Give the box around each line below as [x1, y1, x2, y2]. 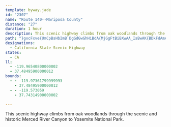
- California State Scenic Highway [10, 45, 85, 50]
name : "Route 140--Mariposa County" [5, 17, 83, 22]
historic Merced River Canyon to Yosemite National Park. [5, 116, 124, 122]
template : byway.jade [5, 7, 51, 13]
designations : [5, 41, 36, 46]
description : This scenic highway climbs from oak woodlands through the [5, 31, 165, 36]
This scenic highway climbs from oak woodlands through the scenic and [5, 111, 157, 117]
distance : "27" [5, 21, 38, 27]
